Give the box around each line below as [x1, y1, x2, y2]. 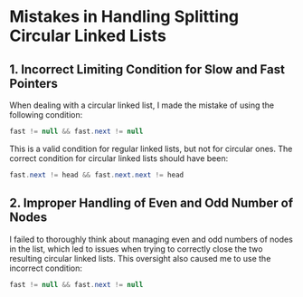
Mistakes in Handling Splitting [9, 6, 240, 27]
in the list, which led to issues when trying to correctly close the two [9, 243, 263, 254]
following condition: [9, 110, 83, 120]
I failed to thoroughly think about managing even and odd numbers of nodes [9, 234, 294, 244]
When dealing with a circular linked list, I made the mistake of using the [9, 100, 275, 110]
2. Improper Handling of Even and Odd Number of [9, 196, 294, 211]
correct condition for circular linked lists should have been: [9, 152, 229, 164]
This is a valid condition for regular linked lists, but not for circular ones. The [9, 143, 293, 154]
